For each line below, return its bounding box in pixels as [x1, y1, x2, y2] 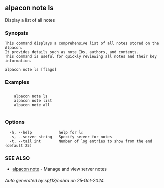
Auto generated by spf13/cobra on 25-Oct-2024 [5, 177, 104, 183]
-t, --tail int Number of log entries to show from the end [9, 139, 153, 144]
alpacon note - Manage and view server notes [12, 166, 107, 172]
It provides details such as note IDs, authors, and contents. [5, 50, 139, 55]
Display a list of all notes [5, 17, 55, 23]
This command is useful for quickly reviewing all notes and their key [5, 54, 157, 59]
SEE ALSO [5, 154, 30, 161]
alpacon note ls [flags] [5, 67, 57, 72]
